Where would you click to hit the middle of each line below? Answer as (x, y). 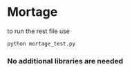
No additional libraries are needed (65, 61)
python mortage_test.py (41, 43)
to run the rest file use (39, 31)
